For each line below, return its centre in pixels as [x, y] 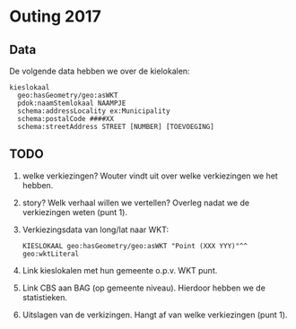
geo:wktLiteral [51, 254]
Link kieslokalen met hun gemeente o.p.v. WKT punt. [120, 270]
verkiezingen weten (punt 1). [75, 212]
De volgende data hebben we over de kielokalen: [100, 71]
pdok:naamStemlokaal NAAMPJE [72, 103]
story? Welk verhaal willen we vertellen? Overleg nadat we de [135, 203]
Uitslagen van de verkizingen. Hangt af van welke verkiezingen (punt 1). [155, 315]
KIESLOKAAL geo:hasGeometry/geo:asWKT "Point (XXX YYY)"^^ [135, 246]
